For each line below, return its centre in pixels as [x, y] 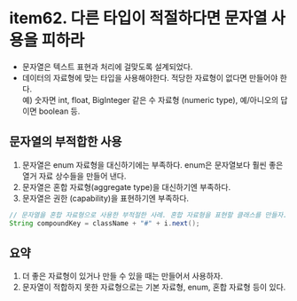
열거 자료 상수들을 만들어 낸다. [74, 176]
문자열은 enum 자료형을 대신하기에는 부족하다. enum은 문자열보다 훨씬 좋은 [152, 164]
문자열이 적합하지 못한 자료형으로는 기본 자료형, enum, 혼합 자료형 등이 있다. [154, 287]
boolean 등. [59, 111]
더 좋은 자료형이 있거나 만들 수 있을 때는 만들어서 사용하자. [122, 276]
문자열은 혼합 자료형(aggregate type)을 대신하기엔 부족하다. [126, 186]
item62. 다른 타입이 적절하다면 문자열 [138, 18]
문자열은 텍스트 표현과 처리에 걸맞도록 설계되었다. [107, 67]
